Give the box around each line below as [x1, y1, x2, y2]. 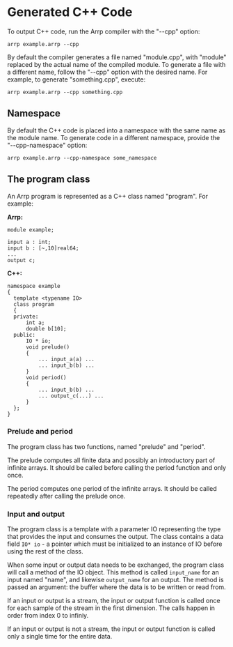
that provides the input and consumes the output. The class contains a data [7, 533, 224, 541]
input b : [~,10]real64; [7, 245, 79, 252]
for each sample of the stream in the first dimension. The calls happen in [7, 604, 216, 612]
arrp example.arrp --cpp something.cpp [7, 89, 123, 96]
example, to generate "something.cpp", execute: [7, 75, 146, 84]
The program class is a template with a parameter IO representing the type [7, 525, 221, 533]
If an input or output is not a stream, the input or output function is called [7, 625, 216, 633]
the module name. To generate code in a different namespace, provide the [7, 133, 220, 142]
